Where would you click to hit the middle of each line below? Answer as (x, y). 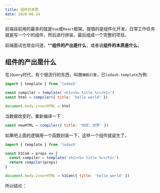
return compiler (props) (33, 162)
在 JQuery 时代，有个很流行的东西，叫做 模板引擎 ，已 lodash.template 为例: (76, 75)
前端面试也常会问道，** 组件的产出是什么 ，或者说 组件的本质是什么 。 (74, 45)
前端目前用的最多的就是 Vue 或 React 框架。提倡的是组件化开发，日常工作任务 (80, 29)
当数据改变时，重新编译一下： (35, 116)
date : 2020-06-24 (23, 14)
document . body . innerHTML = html (38, 106)
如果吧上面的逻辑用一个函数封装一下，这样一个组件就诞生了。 (67, 135)
